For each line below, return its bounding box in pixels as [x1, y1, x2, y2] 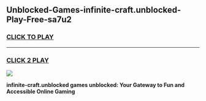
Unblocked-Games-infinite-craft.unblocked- [6, 5, 181, 15]
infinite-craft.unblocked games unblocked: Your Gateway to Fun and [6, 81, 185, 88]
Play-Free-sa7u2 [6, 15, 72, 25]
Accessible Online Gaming [6, 88, 75, 95]
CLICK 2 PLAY [6, 56, 49, 64]
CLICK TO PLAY [6, 33, 54, 42]
